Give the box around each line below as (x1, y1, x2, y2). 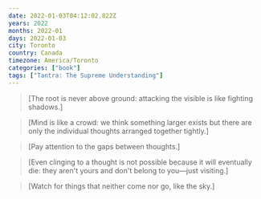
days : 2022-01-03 (8, 34, 67, 43)
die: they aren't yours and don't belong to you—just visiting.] (27, 165, 229, 175)
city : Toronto (8, 42, 56, 50)
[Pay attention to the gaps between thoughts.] (27, 141, 181, 151)
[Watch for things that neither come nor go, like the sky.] (27, 181, 215, 191)
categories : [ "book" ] (8, 64, 81, 72)
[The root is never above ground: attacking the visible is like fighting (27, 93, 253, 103)
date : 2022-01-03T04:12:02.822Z (8, 11, 116, 20)
